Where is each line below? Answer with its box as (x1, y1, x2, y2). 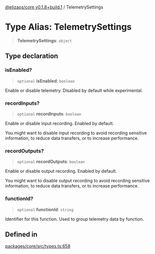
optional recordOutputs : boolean (17, 159, 85, 164)
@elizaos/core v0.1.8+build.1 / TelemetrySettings (5, 4, 103, 10)
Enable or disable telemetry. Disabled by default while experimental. (5, 87, 143, 93)
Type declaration (5, 52, 58, 61)
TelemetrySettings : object (17, 37, 72, 43)
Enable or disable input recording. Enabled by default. (5, 120, 114, 126)
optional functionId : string (17, 206, 74, 212)
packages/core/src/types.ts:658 (5, 243, 70, 249)
